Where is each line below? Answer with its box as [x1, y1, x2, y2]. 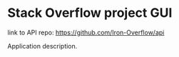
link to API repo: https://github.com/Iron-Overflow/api [7, 28, 165, 37]
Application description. [7, 42, 78, 50]
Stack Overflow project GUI [7, 5, 173, 21]
